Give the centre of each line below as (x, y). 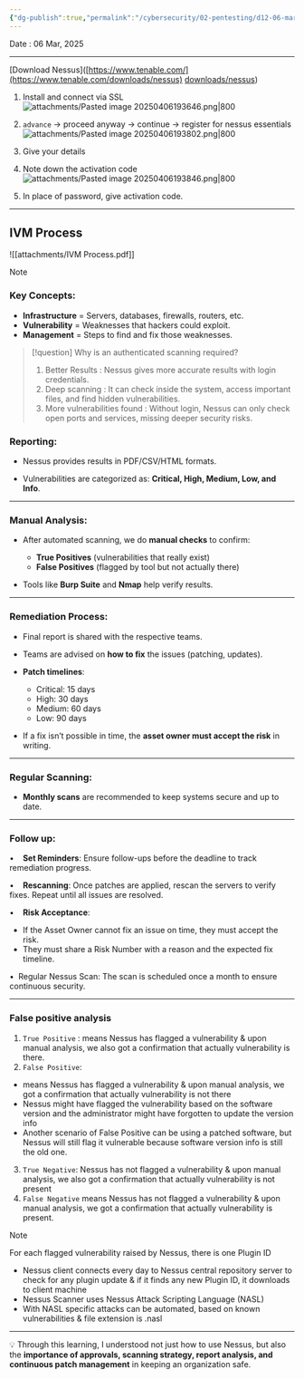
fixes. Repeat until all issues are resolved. (86, 895)
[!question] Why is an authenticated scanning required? (135, 352)
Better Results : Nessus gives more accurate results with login (160, 370)
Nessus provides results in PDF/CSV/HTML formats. (119, 461)
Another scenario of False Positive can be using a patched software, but (157, 1133)
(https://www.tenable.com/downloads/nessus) (96, 79)
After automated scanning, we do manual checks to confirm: (136, 540)
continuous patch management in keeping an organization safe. (130, 1364)
